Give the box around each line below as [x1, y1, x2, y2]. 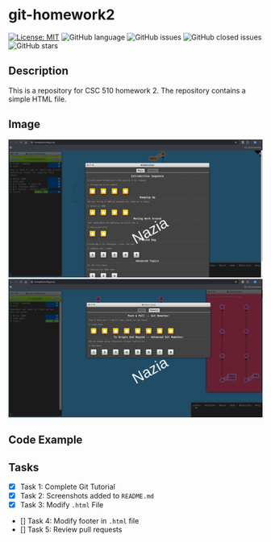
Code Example [8, 433, 83, 447]
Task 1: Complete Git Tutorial [19, 482, 115, 492]
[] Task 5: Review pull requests [19, 525, 123, 535]
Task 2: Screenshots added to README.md [19, 491, 155, 501]
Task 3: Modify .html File [19, 500, 104, 510]
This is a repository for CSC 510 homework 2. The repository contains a [8, 85, 246, 95]
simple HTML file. [8, 94, 67, 104]
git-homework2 [8, 6, 115, 24]
